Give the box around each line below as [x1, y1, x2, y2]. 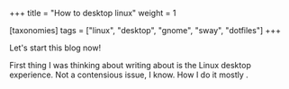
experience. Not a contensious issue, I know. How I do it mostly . [9, 69, 249, 80]
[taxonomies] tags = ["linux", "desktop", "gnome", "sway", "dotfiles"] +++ [9, 25, 282, 35]
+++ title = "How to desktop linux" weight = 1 [9, 8, 176, 18]
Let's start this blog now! [9, 42, 102, 53]
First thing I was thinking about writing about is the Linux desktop [9, 60, 252, 70]
